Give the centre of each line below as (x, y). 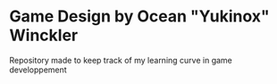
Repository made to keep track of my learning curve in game (121, 60)
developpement (38, 70)
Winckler (44, 35)
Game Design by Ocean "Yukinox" (139, 17)
